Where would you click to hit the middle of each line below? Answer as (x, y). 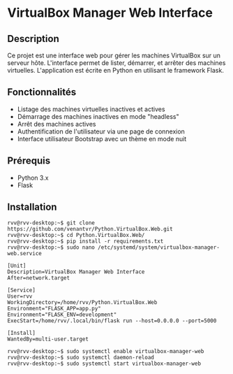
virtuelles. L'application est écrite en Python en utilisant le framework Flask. (116, 70)
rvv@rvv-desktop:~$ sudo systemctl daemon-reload (81, 358)
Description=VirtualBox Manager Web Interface (76, 272)
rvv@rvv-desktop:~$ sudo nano (51, 247)
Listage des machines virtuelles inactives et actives (91, 109)
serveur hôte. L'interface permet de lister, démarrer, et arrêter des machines (116, 63)
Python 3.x (33, 178)
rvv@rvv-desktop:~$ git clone (51, 223)
